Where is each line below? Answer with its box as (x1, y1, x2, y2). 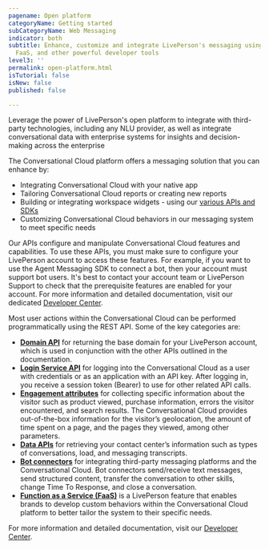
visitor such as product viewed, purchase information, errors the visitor (19, 398, 255, 407)
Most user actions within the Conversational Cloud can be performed (8, 313, 236, 323)
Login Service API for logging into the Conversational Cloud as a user (19, 363, 251, 373)
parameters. (19, 431, 61, 441)
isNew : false (8, 79, 52, 87)
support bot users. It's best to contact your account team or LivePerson (8, 272, 244, 282)
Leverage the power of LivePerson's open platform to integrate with (8, 115, 232, 125)
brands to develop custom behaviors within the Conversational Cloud (19, 499, 248, 509)
